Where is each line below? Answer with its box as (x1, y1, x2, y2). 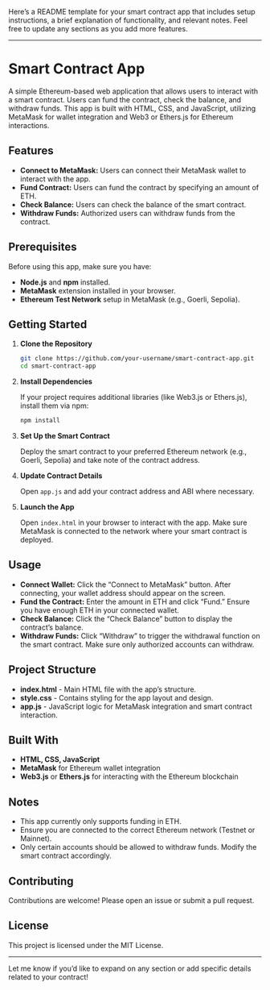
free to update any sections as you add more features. (8, 24, 188, 33)
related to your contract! (8, 971, 88, 982)
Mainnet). (19, 834, 52, 843)
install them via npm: (19, 401, 89, 410)
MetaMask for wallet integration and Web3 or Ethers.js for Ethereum (8, 112, 234, 122)
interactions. (8, 120, 50, 130)
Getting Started (8, 318, 88, 331)
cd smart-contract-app (19, 362, 96, 370)
